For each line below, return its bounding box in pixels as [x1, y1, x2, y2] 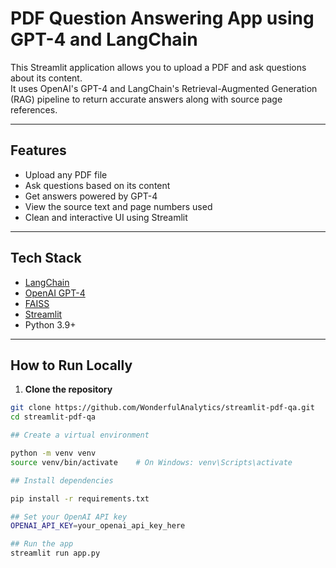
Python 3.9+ [24, 318, 77, 331]
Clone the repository [24, 383, 113, 396]
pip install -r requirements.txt [10, 493, 150, 504]
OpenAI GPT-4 [24, 287, 86, 299]
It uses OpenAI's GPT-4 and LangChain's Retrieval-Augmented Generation [10, 82, 318, 94]
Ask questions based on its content [24, 179, 171, 191]
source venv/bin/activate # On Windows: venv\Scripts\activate [10, 457, 293, 467]
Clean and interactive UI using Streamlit [24, 211, 188, 223]
